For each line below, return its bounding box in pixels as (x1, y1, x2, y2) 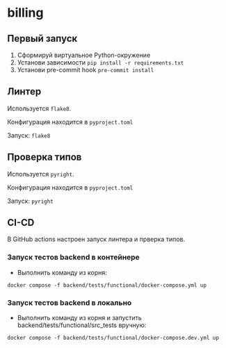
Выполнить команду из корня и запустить (17, 314, 143, 322)
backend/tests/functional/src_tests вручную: (17, 321, 147, 329)
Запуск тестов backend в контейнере (7, 252, 140, 262)
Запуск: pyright (7, 197, 54, 205)
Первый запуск (7, 33, 78, 44)
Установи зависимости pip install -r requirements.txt (17, 58, 184, 67)
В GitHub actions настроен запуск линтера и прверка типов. (7, 235, 186, 244)
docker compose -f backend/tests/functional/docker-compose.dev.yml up (7, 335, 219, 342)
